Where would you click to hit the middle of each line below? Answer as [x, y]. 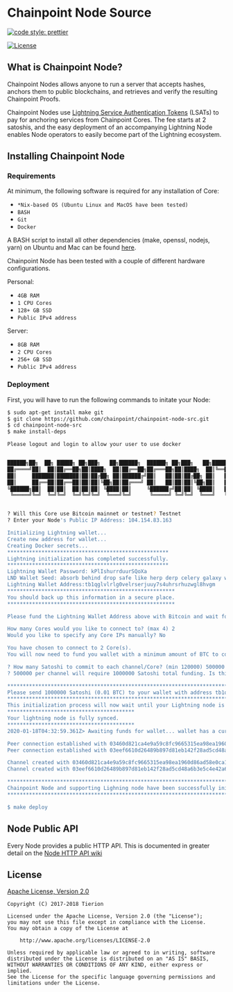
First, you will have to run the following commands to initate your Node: [109, 399]
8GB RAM [28, 345]
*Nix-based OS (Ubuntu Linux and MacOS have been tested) [103, 205]
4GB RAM [28, 296]
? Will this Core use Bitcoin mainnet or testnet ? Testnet [94, 514]
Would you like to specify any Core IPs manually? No [87, 636]
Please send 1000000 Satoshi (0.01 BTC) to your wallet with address [110, 693]
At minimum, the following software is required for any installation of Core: [113, 191]
